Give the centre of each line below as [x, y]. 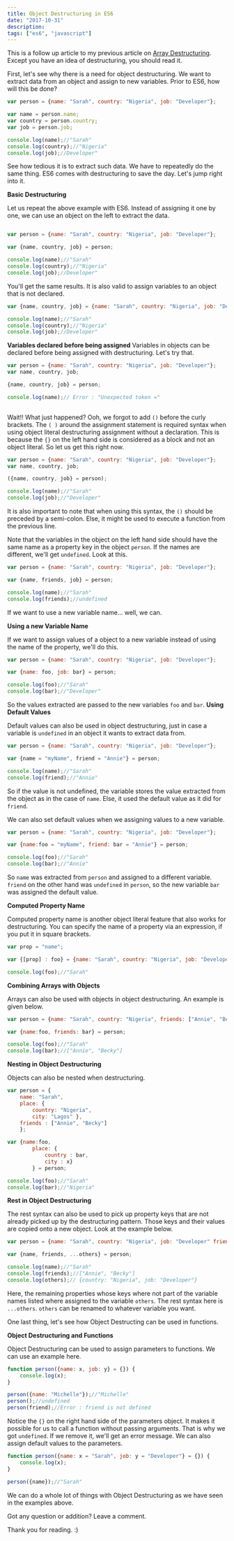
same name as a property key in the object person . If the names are [104, 547]
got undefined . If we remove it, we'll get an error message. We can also [109, 1436]
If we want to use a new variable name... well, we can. [85, 612]
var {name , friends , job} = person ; [60, 580]
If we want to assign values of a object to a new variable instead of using [112, 639]
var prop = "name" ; [36, 947]
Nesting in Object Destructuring [54, 1064]
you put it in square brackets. [49, 934]
